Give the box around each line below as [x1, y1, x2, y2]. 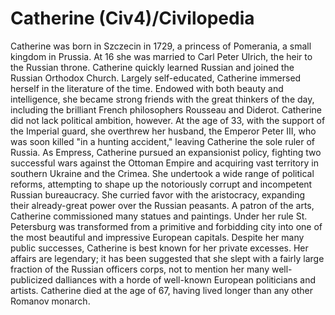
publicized [10, 273, 53, 286]
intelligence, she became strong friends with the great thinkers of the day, [10, 93, 315, 105]
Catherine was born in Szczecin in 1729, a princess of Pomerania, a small [10, 40, 312, 52]
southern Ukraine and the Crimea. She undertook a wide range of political [10, 167, 315, 179]
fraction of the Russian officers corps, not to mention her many [10, 263, 270, 275]
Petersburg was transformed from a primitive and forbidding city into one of [10, 220, 323, 232]
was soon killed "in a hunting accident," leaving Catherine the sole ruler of [10, 135, 316, 147]
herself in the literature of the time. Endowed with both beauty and [10, 82, 284, 94]
